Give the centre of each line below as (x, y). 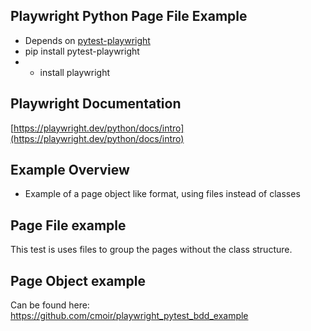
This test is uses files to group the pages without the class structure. (151, 250)
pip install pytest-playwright (82, 51)
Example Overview (70, 170)
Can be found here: (50, 305)
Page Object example (78, 280)
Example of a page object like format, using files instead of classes (162, 194)
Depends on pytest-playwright (87, 40)
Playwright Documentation (96, 104)
